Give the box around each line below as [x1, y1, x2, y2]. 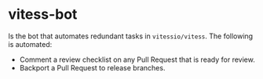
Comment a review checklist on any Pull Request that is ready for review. [19, 55, 255, 64]
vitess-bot [8, 5, 78, 23]
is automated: [8, 39, 53, 48]
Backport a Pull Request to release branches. [19, 63, 166, 72]
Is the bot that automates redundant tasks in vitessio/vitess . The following [8, 31, 254, 41]
